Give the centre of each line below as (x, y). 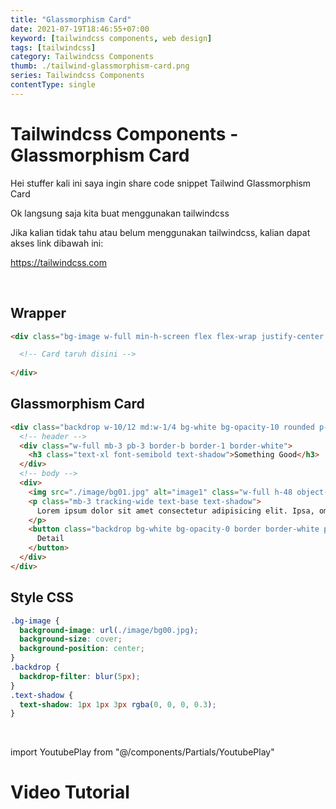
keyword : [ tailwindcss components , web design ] (111, 38)
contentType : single (53, 85)
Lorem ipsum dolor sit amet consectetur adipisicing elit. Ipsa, (175, 511)
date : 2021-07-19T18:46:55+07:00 (80, 29)
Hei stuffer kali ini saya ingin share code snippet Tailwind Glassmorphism (161, 183)
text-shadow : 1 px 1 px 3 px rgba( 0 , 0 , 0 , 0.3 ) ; (118, 704)
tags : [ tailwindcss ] (53, 47)
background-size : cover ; (71, 639)
